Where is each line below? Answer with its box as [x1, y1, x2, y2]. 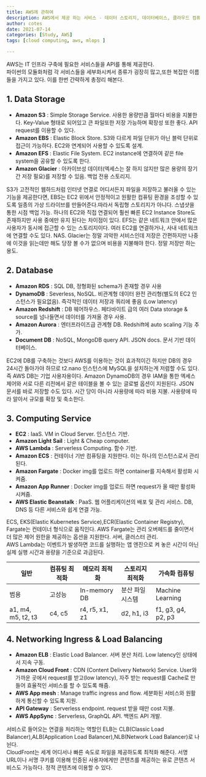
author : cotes [6, 20, 43, 26]
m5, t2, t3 [9, 613, 38, 622]
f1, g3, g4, [155, 606, 186, 614]
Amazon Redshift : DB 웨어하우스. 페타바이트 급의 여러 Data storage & [15, 305, 188, 313]
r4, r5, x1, [80, 606, 109, 614]
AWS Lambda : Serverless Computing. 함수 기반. [15, 445, 137, 452]
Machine [155, 586, 181, 595]
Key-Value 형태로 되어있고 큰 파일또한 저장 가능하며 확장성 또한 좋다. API [23, 119, 198, 126]
